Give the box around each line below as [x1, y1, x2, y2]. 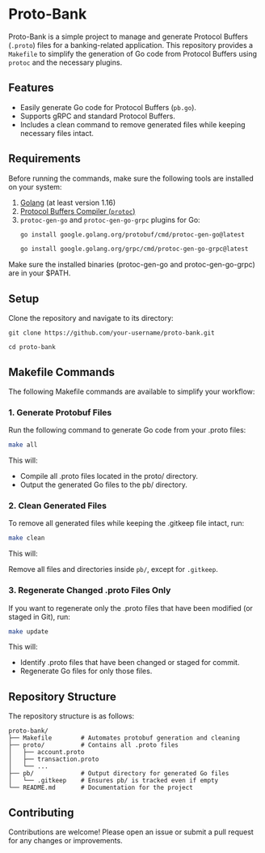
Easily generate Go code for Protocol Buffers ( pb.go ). [19, 102, 196, 112]
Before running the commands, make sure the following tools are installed [8, 173, 254, 183]
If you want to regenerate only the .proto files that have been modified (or [8, 603, 253, 612]
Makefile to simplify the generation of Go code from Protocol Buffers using [8, 49, 257, 58]
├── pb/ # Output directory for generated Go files [8, 770, 229, 778]
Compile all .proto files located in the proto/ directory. [19, 471, 199, 481]
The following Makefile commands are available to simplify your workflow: [8, 386, 255, 396]
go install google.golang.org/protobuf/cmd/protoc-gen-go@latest [19, 230, 245, 239]
